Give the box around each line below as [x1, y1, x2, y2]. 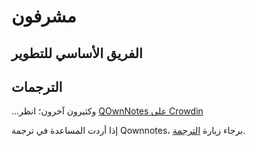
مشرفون [11, 5, 77, 28]
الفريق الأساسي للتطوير [11, 45, 143, 62]
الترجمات [11, 78, 63, 95]
